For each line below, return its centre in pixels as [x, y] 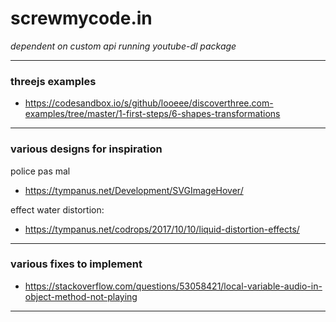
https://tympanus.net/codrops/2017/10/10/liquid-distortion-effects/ [162, 229]
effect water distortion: [57, 209]
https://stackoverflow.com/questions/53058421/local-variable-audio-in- [173, 286]
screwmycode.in [81, 18]
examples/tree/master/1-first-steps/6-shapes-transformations [152, 114]
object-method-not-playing [81, 296]
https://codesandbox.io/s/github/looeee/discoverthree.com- [149, 103]
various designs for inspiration [86, 149]
